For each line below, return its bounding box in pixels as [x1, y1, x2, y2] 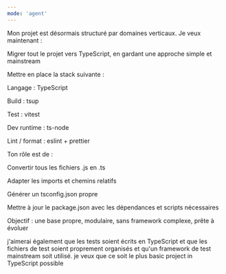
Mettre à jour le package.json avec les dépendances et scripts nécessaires [7, 203, 219, 212]
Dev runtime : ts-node [7, 123, 69, 131]
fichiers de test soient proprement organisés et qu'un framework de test [7, 244, 212, 253]
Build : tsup [7, 97, 39, 105]
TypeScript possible [7, 259, 64, 267]
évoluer [7, 224, 29, 232]
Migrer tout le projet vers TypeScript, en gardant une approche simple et [7, 49, 212, 58]
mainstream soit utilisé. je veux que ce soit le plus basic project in [7, 251, 193, 260]
